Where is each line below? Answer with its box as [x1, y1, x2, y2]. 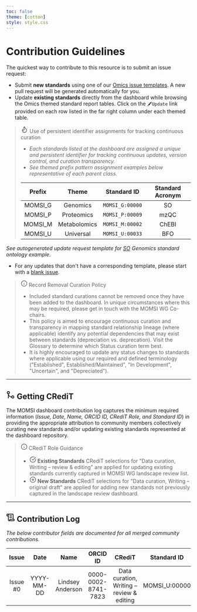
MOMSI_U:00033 [103, 231, 142, 237]
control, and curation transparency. [29, 158, 116, 165]
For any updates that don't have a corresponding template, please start [14, 262, 186, 269]
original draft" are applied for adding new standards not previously [29, 484, 191, 491]
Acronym [154, 192, 181, 200]
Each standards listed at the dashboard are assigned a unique [29, 145, 181, 152]
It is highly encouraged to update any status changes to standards [29, 349, 189, 356]
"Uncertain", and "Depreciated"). [29, 367, 109, 375]
